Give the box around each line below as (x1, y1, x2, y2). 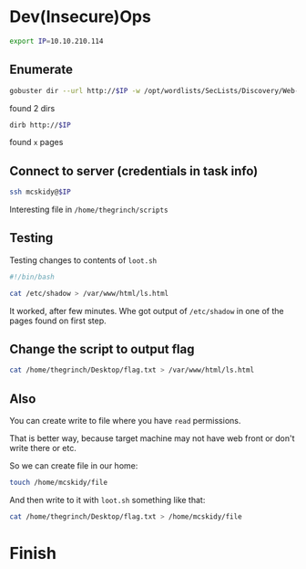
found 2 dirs (9, 102, 56, 113)
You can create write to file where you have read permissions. (9, 416, 241, 427)
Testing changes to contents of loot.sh (9, 254, 158, 266)
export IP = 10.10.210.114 (9, 37, 104, 46)
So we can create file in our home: (9, 460, 138, 471)
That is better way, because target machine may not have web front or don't (9, 433, 295, 444)
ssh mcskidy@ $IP (9, 187, 71, 197)
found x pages (9, 137, 64, 148)
